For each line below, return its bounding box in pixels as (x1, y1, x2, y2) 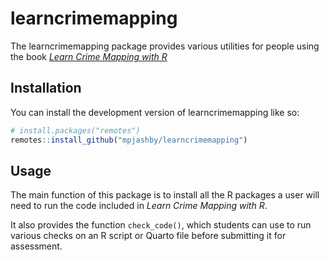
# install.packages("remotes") (10, 125, 141, 136)
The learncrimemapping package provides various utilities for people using (10, 40, 320, 52)
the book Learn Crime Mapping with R (10, 50, 168, 62)
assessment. (10, 240, 63, 252)
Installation (10, 80, 82, 97)
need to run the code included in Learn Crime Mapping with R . (10, 200, 268, 212)
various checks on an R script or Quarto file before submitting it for (10, 230, 287, 242)
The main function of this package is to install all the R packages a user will (10, 189, 320, 201)
